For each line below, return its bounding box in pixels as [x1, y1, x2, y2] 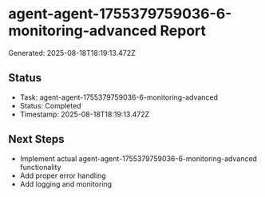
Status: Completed [19, 100, 81, 110]
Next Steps [8, 132, 65, 146]
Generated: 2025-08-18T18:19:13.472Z [8, 48, 136, 57]
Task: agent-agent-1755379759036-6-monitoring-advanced [19, 93, 218, 102]
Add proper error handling [19, 171, 106, 180]
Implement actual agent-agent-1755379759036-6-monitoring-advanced [19, 153, 258, 164]
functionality [19, 162, 61, 171]
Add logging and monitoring [19, 179, 113, 188]
